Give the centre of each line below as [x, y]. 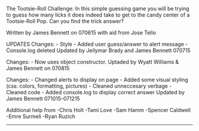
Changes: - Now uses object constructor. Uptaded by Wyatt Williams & [93, 62]
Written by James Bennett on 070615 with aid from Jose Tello [81, 33]
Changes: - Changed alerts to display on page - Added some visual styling [97, 80]
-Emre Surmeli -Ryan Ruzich [41, 116]
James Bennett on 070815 [38, 68]
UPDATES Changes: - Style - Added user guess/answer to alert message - [97, 44]
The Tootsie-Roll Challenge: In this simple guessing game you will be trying [98, 9]
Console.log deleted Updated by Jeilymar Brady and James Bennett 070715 [98, 50]
